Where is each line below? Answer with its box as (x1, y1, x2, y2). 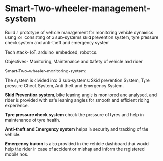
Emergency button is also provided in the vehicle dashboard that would (5, 141, 149, 146)
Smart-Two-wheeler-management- (5, 3, 151, 14)
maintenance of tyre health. (5, 117, 61, 123)
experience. (5, 102, 29, 108)
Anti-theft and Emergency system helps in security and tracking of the (5, 126, 149, 132)
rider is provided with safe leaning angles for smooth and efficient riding (5, 97, 150, 103)
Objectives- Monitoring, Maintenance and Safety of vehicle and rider (5, 58, 143, 64)
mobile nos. (5, 151, 29, 157)
